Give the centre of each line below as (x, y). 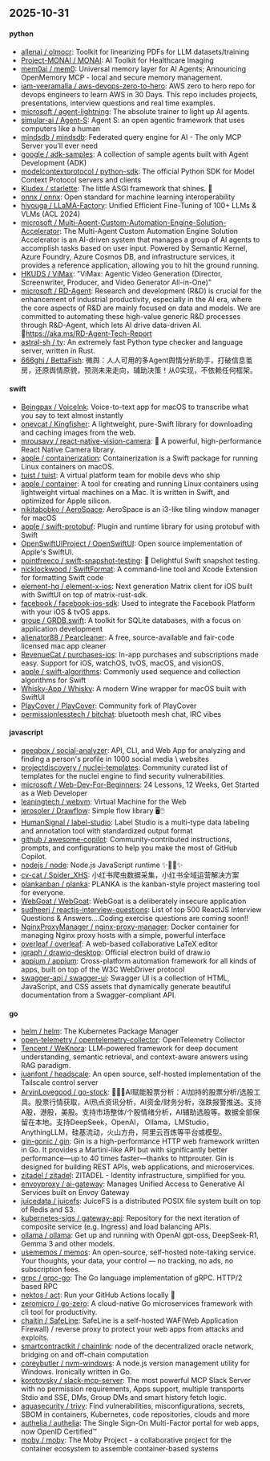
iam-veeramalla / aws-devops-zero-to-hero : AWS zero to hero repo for (138, 86)
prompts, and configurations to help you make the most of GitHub (129, 848)
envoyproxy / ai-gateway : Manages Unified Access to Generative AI (133, 1184)
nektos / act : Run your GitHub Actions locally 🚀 (98, 1295)
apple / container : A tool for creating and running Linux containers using (139, 483)
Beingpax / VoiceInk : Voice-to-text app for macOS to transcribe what (135, 407)
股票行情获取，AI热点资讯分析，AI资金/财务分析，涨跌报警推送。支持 (148, 1102)
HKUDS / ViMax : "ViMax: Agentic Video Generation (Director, (121, 273)
